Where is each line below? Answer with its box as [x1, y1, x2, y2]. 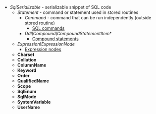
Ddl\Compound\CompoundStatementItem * [24, 31, 112, 36]
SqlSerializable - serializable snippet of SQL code [9, 4, 111, 10]
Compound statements [32, 36, 79, 42]
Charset [17, 52, 35, 57]
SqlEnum [17, 89, 37, 94]
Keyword [17, 67, 37, 73]
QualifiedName [17, 78, 50, 84]
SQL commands [32, 25, 65, 31]
